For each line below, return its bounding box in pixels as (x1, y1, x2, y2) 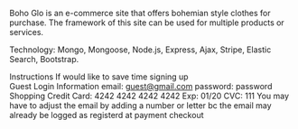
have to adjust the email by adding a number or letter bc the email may (9, 100, 273, 111)
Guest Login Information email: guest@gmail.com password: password (9, 81, 273, 91)
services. (9, 27, 43, 37)
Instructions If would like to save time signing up (9, 71, 189, 82)
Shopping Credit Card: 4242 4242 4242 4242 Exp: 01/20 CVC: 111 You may (9, 90, 290, 101)
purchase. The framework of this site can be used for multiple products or (9, 17, 284, 28)
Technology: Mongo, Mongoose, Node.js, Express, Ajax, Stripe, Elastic (9, 44, 272, 55)
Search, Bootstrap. (9, 54, 79, 64)
